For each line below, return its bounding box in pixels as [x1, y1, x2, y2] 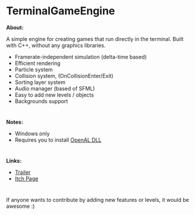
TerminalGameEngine [6, 4, 115, 18]
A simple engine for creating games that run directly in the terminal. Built [6, 35, 184, 42]
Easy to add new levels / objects [14, 91, 94, 98]
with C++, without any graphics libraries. [6, 42, 106, 49]
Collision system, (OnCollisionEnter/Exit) [14, 72, 114, 79]
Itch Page [14, 175, 39, 182]
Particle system [14, 66, 54, 73]
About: [6, 24, 24, 31]
